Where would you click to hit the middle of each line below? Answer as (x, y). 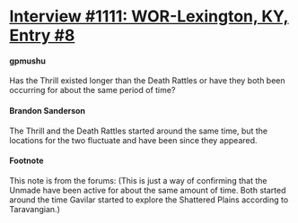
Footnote (26, 161)
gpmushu (28, 61)
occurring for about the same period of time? (92, 90)
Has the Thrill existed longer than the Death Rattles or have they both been (147, 81)
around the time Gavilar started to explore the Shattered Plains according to (149, 200)
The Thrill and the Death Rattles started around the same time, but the (138, 131)
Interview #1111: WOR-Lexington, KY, (149, 17)
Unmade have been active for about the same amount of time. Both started (148, 190)
